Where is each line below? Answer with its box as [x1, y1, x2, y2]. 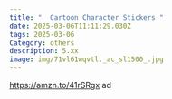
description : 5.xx [9, 47, 79, 56]
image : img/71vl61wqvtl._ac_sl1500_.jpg [9, 55, 165, 64]
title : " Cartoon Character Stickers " [9, 13, 165, 22]
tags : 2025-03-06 [9, 30, 75, 39]
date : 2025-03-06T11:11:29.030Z [9, 22, 131, 31]
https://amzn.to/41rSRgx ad [9, 80, 111, 90]
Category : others [9, 38, 75, 48]
